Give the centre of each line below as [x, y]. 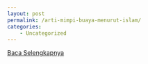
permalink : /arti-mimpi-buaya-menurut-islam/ [74, 20]
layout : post [26, 14]
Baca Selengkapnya [36, 53]
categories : [24, 26]
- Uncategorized [43, 33]
